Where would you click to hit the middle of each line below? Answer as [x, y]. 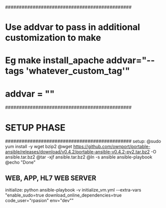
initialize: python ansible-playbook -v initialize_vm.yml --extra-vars [73, 190]
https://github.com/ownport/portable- [112, 146]
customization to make [53, 38]
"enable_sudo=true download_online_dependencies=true [63, 195]
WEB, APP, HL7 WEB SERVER [51, 178]
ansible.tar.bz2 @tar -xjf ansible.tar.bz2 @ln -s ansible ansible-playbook [79, 157]
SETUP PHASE [35, 127]
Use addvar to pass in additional [73, 27]
